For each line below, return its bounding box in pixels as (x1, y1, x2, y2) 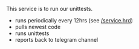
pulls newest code (15, 24, 61, 30)
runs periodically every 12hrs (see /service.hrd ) (15, 17, 133, 24)
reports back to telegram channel (15, 36, 99, 43)
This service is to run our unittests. (6, 5, 92, 12)
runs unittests (15, 30, 50, 37)
